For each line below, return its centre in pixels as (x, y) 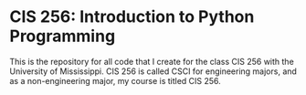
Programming (63, 36)
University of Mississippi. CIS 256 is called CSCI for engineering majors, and (153, 71)
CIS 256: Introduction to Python (132, 17)
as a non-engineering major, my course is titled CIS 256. (115, 80)
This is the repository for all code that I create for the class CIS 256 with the (152, 61)
